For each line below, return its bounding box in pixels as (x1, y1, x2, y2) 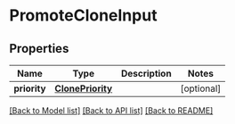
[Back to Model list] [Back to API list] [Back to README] (9, 105, 214, 116)
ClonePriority (54, 82, 113, 95)
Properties (9, 41, 69, 56)
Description (120, 68, 172, 79)
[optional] (180, 82, 222, 95)
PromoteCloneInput (9, 5, 158, 26)
